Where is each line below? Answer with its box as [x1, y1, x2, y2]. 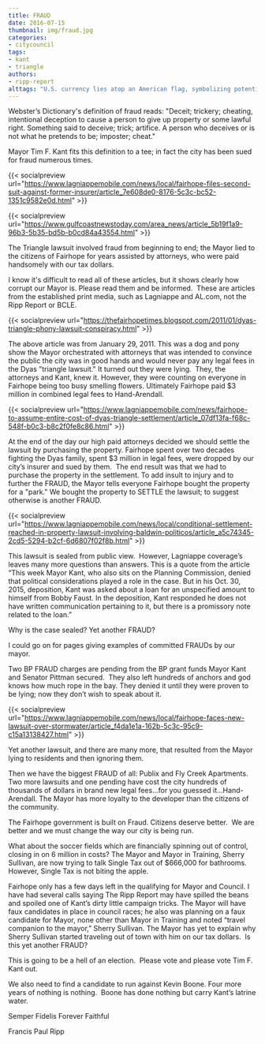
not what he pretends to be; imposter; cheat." [8, 132, 156, 141]
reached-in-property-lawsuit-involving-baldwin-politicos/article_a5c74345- [8, 528, 255, 537]
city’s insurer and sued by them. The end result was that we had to [8, 462, 227, 472]
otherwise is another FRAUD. [8, 496, 103, 505]
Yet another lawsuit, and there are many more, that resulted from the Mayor [8, 745, 253, 754]
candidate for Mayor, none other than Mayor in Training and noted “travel [8, 915, 246, 925]
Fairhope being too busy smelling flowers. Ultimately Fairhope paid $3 [8, 381, 237, 391]
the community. [8, 803, 59, 812]
